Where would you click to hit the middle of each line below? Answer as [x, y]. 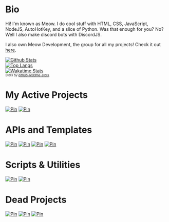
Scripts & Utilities [43, 165]
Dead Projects [36, 200]
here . [11, 50]
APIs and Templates [49, 130]
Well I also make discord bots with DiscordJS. [53, 34]
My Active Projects [47, 95]
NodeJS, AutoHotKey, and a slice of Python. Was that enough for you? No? [85, 29]
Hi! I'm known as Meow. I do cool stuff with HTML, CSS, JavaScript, [77, 24]
